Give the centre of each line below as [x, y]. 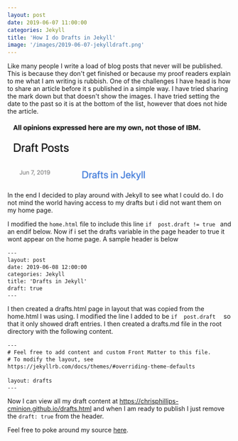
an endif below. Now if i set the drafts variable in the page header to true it [116, 232]
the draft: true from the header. [56, 416]
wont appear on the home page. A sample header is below [93, 239]
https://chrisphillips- [149, 401]
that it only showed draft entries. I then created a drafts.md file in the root [115, 324]
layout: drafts [30, 381]
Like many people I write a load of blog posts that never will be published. [115, 66]
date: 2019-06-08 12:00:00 [47, 267]
